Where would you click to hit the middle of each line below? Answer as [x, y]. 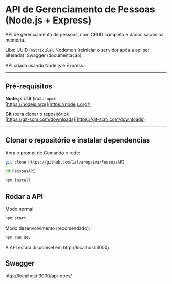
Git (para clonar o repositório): [37, 114]
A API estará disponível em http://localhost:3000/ [57, 247]
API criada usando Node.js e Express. [45, 65]
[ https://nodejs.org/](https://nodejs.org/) [48, 104]
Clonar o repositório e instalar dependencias [78, 140]
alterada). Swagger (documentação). [44, 55]
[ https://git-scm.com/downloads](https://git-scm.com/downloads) [75, 119]
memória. [15, 40]
